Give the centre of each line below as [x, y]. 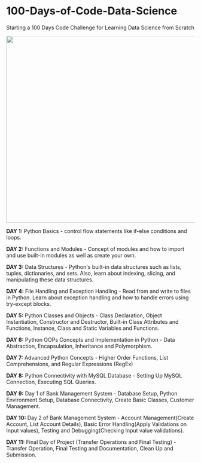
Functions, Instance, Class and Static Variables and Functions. [83, 328]
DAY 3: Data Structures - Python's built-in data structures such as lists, [94, 266]
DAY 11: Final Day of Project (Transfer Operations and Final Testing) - [91, 442]
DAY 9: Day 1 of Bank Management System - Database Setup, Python [92, 393]
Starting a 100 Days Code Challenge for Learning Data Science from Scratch [100, 27]
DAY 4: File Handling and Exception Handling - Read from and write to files [99, 291]
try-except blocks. [29, 303]
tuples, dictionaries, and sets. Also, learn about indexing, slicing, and [91, 273]
